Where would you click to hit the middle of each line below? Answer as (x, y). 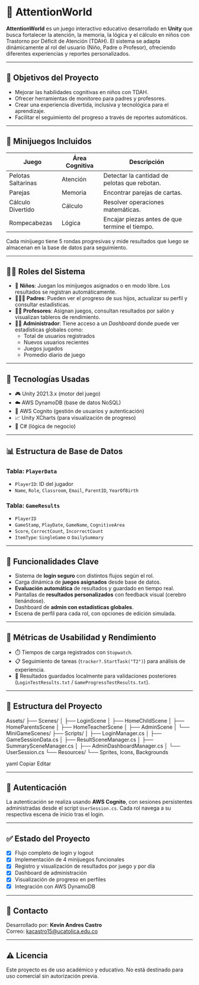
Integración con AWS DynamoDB (55, 886)
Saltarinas (23, 183)
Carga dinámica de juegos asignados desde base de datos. (88, 582)
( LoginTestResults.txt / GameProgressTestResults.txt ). (82, 682)
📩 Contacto (27, 911)
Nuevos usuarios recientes (56, 342)
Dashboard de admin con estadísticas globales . (74, 607)
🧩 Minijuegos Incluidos (49, 141)
